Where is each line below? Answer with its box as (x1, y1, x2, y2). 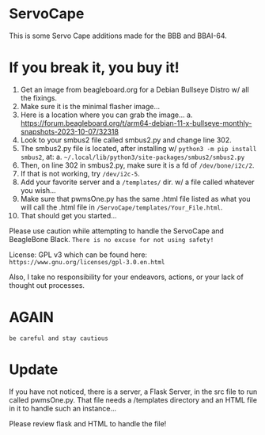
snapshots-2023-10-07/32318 (20, 127, 119, 136)
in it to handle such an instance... (9, 403, 117, 413)
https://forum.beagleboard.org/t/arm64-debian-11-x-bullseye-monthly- (20, 118, 252, 127)
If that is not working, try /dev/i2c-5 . (20, 168, 141, 178)
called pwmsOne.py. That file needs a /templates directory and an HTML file (9, 395, 258, 404)
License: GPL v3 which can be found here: (9, 250, 148, 259)
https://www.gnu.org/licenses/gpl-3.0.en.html (9, 258, 165, 266)
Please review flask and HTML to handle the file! (9, 418, 167, 428)
